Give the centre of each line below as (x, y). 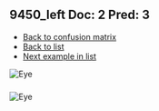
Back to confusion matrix (69, 36)
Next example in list (60, 56)
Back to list (43, 46)
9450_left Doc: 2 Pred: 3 (79, 15)
